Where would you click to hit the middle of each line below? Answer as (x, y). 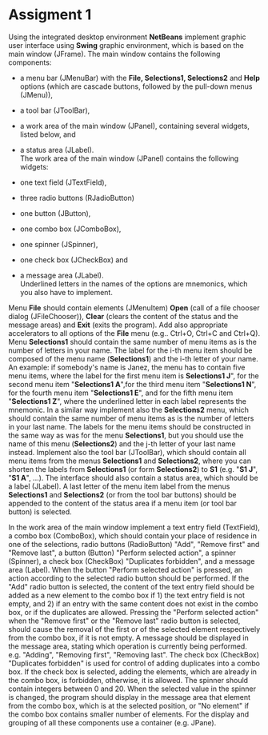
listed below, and (48, 134)
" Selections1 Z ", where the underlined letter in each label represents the (127, 401)
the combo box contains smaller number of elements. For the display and (129, 714)
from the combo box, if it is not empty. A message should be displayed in (129, 637)
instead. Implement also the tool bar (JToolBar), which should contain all (127, 452)
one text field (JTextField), (63, 182)
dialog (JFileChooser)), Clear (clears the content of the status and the (123, 316)
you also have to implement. (66, 292)
